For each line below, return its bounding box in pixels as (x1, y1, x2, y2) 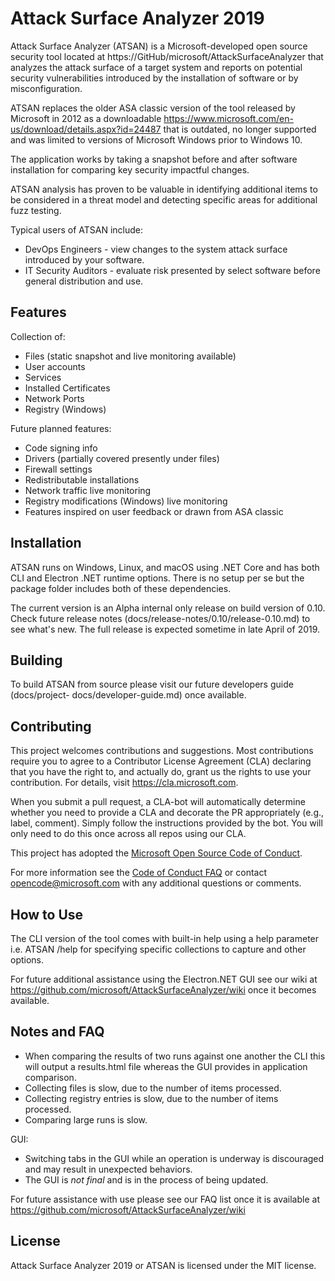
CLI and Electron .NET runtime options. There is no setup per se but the (10, 572, 305, 584)
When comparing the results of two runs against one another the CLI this (24, 1050, 326, 1062)
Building (10, 652, 63, 669)
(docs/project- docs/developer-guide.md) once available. (10, 689, 247, 701)
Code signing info (24, 442, 98, 454)
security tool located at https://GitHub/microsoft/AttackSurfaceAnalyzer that (10, 50, 324, 62)
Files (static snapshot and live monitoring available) (24, 350, 237, 362)
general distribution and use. (24, 275, 144, 287)
